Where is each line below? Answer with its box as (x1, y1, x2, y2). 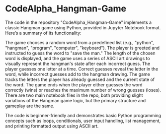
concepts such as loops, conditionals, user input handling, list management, (5, 118, 161, 124)
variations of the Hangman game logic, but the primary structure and (5, 97, 146, 103)
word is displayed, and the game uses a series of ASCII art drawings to (5, 55, 150, 61)
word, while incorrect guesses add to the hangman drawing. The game (5, 71, 151, 77)
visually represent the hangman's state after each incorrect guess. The (5, 61, 151, 67)
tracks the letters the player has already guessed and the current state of (5, 76, 155, 82)
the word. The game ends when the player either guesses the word (5, 81, 143, 87)
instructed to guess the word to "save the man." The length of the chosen (5, 50, 156, 56)
